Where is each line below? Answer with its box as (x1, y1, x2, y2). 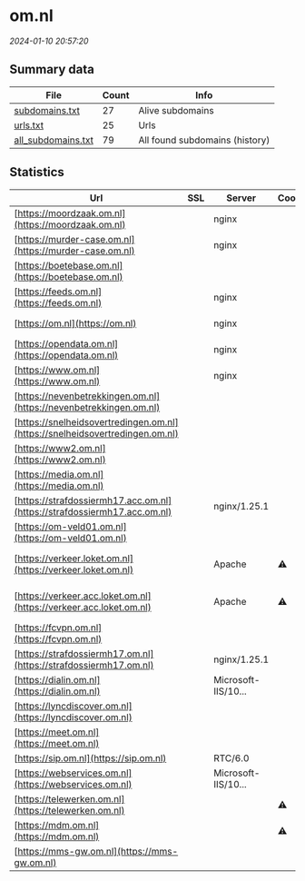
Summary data (9, 62, 95, 77)
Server (226, 192, 257, 204)
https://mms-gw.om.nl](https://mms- (17, 845, 179, 857)
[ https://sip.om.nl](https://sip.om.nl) (14, 751, 167, 764)
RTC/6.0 (212, 751, 250, 764)
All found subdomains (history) (138, 134, 271, 146)
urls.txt (14, 119, 44, 132)
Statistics (9, 164, 65, 180)
